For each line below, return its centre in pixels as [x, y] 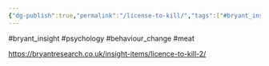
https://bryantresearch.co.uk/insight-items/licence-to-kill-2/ [107, 53]
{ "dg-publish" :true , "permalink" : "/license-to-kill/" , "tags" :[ [114, 16]
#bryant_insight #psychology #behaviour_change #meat [101, 38]
